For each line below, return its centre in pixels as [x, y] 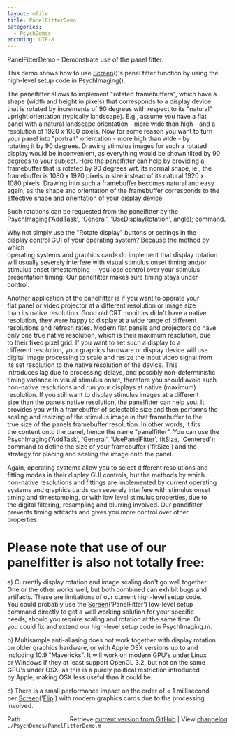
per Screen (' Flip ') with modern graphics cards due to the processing [106, 698]
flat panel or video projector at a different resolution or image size [102, 305]
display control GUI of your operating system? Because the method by [108, 240]
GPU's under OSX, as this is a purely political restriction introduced [104, 670]
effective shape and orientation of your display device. [86, 198]
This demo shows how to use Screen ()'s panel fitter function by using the [113, 73]
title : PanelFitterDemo [42, 20]
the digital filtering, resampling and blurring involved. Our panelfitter [105, 505]
